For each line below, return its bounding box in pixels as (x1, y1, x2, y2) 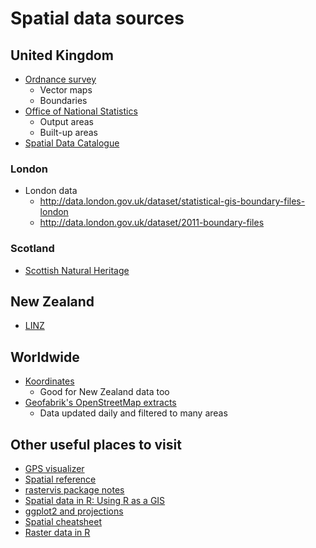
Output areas (39, 116, 94, 127)
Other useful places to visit (10, 436, 182, 453)
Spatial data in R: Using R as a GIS (24, 495, 166, 507)
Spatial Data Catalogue (24, 137, 120, 149)
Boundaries (39, 95, 88, 106)
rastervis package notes (24, 484, 125, 496)
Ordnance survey (24, 73, 97, 85)
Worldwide (10, 348, 80, 366)
